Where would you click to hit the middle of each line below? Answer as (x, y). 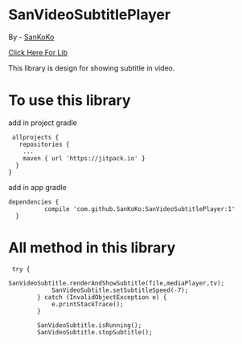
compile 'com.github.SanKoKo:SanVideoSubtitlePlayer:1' (139, 209)
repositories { (44, 144)
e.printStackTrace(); (88, 304)
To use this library (70, 101)
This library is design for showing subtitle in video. (92, 68)
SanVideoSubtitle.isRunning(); (90, 325)
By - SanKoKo (31, 37)
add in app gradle (37, 187)
